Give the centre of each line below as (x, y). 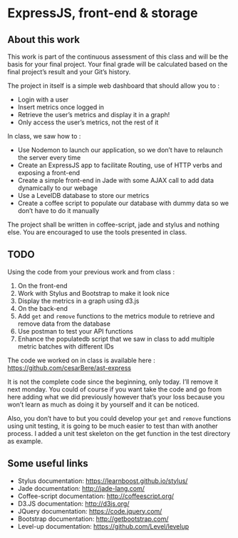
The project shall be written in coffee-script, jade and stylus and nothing (113, 224)
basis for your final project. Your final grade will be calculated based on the (118, 64)
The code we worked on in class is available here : (81, 360)
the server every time (49, 158)
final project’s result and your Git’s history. (69, 72)
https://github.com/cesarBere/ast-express (69, 368)
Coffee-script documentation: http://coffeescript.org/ (96, 496)
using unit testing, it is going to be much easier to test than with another (113, 426)
